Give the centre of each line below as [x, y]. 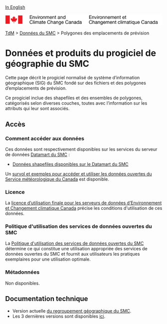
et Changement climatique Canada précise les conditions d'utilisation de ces [84, 208]
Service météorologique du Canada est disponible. [57, 179]
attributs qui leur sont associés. [37, 109]
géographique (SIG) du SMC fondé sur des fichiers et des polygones [76, 83]
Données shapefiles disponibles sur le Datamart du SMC [70, 164]
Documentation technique [47, 299]
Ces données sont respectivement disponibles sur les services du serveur [81, 149]
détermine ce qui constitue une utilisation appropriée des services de [77, 249]
